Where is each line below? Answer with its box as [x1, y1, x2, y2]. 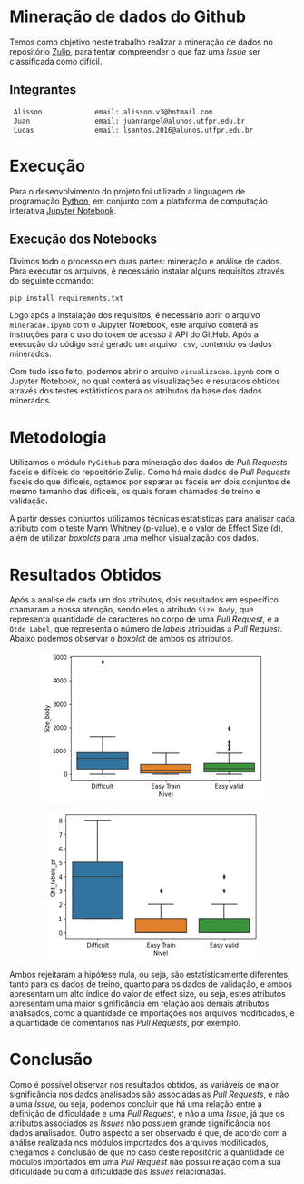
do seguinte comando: [9, 274, 93, 285]
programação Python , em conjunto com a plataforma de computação [9, 195, 268, 206]
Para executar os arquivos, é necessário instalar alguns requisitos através [9, 265, 285, 276]
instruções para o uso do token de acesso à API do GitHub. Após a [9, 329, 259, 340]
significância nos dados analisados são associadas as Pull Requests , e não [9, 1089, 289, 1100]
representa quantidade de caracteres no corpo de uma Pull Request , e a [9, 613, 279, 624]
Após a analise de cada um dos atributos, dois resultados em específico [9, 594, 279, 605]
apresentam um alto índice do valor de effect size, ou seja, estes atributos [9, 989, 286, 1000]
